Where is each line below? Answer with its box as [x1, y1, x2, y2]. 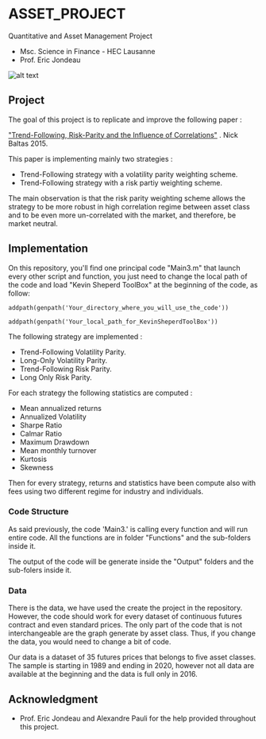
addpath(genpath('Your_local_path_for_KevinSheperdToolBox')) [8, 318, 218, 326]
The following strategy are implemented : [8, 331, 143, 341]
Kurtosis [19, 454, 48, 463]
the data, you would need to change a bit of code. [8, 637, 172, 647]
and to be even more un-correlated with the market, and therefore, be [8, 210, 237, 220]
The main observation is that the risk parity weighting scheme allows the [8, 193, 246, 203]
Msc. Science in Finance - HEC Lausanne [19, 46, 156, 56]
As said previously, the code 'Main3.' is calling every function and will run [8, 524, 249, 534]
